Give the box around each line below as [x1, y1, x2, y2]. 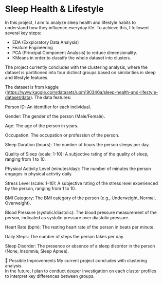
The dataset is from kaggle [5, 84, 59, 90]
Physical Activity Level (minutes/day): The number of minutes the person [5, 166, 151, 171]
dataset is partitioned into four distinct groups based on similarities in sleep [5, 69, 156, 75]
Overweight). [5, 200, 32, 206]
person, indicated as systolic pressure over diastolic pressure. [5, 214, 130, 220]
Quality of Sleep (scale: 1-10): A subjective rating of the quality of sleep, [5, 151, 149, 157]
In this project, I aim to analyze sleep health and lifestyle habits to [5, 19, 136, 25]
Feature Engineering [12, 44, 53, 50]
